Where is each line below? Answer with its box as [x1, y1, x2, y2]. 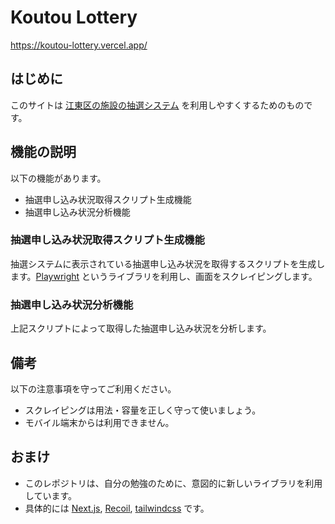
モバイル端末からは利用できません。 [24, 416, 175, 428]
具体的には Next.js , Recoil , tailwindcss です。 [24, 502, 210, 514]
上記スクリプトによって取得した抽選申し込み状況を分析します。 [10, 322, 272, 335]
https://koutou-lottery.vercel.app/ [10, 39, 148, 51]
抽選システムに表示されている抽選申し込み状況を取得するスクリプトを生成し [10, 257, 326, 270]
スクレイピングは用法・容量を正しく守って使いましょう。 [24, 404, 262, 416]
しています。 [24, 489, 77, 501]
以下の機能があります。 [10, 172, 107, 184]
